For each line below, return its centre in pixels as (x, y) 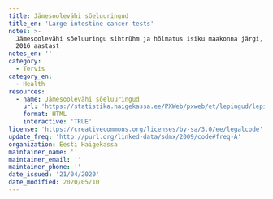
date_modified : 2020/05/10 (54, 182)
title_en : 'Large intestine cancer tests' (81, 24)
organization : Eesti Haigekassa (63, 144)
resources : (27, 91)
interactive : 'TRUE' (58, 122)
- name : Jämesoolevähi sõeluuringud (78, 99)
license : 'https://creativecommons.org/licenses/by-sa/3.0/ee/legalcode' (136, 129)
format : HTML (45, 115)
